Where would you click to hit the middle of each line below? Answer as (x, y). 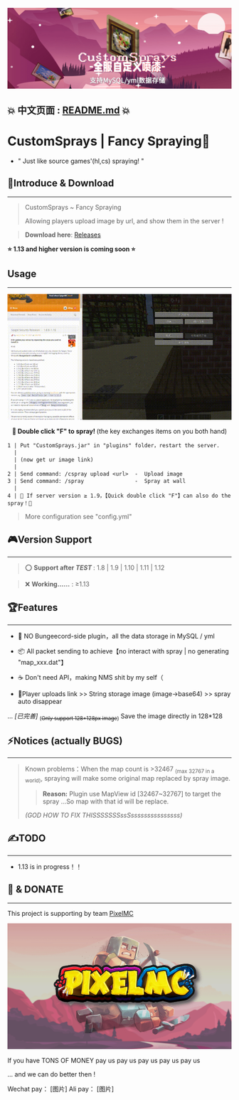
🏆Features (33, 608)
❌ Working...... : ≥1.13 (57, 584)
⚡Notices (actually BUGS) (65, 741)
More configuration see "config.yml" (78, 517)
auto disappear (40, 701)
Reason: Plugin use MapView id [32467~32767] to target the (132, 794)
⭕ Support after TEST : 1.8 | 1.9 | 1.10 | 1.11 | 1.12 (95, 567)
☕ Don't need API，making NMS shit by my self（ (90, 677)
